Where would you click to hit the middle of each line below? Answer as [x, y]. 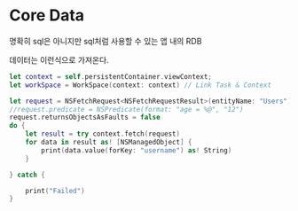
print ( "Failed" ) [55, 191]
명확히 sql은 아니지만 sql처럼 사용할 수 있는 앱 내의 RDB [106, 41]
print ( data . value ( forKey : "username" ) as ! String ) [137, 150]
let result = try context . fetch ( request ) [102, 134]
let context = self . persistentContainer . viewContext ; [111, 76]
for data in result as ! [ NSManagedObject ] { [109, 143]
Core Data [47, 16]
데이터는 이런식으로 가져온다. [59, 59]
